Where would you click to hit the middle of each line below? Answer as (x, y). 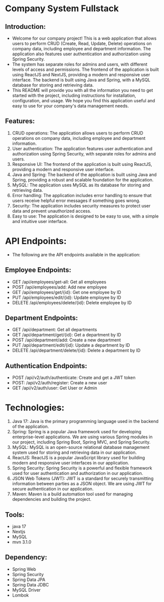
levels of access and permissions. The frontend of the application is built (85, 69)
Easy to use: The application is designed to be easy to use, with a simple (85, 216)
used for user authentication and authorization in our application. (78, 473)
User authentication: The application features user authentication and (82, 148)
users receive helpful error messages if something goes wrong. (76, 201)
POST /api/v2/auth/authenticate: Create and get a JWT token (74, 378)
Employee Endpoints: (38, 270)
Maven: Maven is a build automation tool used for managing (72, 494)
